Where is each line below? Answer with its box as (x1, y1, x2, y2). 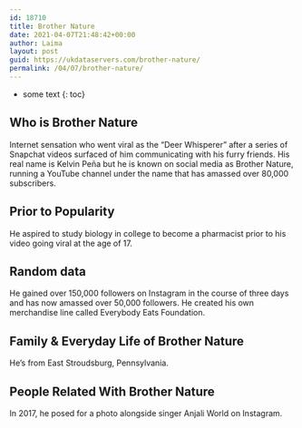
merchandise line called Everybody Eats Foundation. (9, 307, 206, 318)
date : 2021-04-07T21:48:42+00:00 (9, 30, 136, 39)
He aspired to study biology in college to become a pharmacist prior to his (9, 228, 287, 238)
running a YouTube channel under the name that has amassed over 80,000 (9, 168, 289, 179)
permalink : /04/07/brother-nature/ (9, 64, 144, 73)
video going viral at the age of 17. (9, 238, 133, 248)
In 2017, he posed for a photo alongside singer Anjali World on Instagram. (9, 407, 283, 418)
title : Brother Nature (9, 22, 95, 31)
